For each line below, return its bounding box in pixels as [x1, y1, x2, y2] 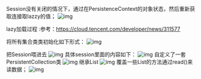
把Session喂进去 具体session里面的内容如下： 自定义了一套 [6, 51, 186, 58]
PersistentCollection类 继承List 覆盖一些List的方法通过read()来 [6, 59, 193, 65]
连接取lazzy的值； [11, 13, 56, 20]
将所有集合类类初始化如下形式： [6, 38, 85, 45]
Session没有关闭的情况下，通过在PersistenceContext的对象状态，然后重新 [6, 5, 190, 12]
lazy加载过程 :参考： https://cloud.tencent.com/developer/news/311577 [6, 26, 181, 32]
